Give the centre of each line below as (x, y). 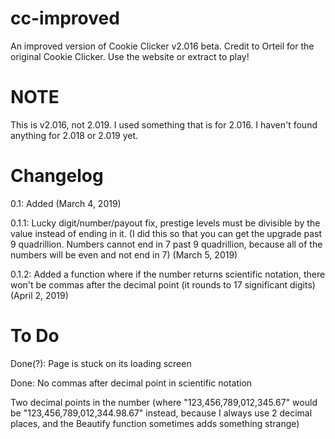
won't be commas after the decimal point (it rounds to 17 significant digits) (163, 284)
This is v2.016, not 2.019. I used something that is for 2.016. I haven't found (164, 124)
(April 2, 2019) (39, 295)
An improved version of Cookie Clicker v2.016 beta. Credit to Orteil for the (162, 46)
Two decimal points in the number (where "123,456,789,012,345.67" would (164, 402)
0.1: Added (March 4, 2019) (66, 203)
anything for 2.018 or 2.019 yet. (74, 135)
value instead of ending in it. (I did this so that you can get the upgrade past (166, 233)
